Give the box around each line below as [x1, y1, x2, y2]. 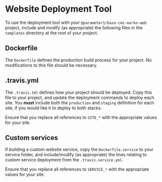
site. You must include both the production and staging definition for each [5, 100, 155, 105]
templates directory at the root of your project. [5, 30, 99, 36]
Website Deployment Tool [5, 3, 112, 15]
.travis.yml [5, 77, 39, 85]
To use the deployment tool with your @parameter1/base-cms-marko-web [5, 20, 147, 25]
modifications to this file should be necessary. [5, 62, 98, 68]
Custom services [5, 133, 58, 142]
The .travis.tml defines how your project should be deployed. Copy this [5, 89, 152, 95]
